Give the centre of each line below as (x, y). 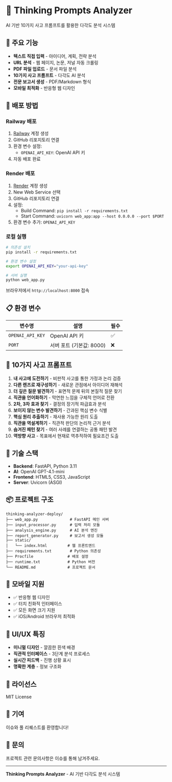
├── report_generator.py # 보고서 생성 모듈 (55, 535)
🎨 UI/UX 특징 (26, 634)
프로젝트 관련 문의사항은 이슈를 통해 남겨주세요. (53, 758)
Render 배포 (20, 174)
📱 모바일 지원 (25, 584)
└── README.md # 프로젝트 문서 (51, 567)
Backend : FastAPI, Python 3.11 (45, 466)
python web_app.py (25, 280)
